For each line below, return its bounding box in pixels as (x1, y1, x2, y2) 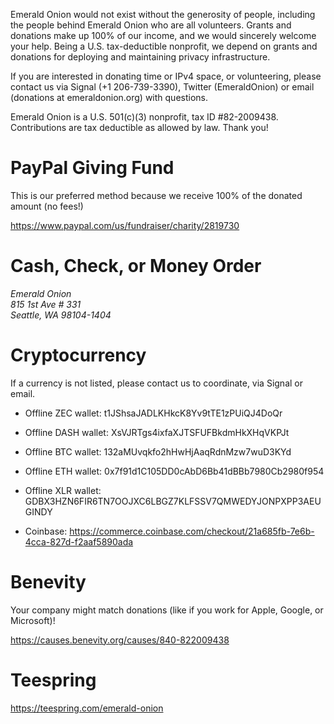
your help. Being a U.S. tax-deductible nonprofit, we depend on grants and (10, 40, 318, 52)
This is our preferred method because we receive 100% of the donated (10, 189, 303, 201)
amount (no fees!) (10, 200, 84, 212)
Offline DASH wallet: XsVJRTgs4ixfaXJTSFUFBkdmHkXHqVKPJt (24, 426, 290, 438)
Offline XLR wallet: (24, 484, 102, 496)
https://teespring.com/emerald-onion (10, 702, 164, 714)
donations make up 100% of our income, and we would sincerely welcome (10, 30, 317, 41)
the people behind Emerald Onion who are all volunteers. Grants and (10, 19, 292, 31)
